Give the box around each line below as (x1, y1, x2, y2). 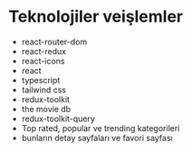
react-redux (21, 45, 67, 56)
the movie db (21, 103, 72, 114)
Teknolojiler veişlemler (8, 6, 183, 27)
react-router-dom (21, 36, 88, 47)
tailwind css (21, 84, 67, 95)
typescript (21, 74, 61, 85)
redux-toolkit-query (21, 113, 96, 124)
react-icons (21, 55, 65, 66)
